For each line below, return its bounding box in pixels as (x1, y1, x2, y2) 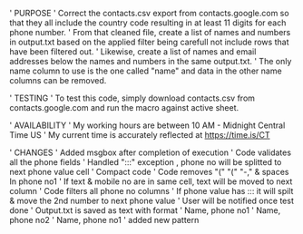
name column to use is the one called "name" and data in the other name (9, 65, 283, 76)
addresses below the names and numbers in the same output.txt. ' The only (9, 56, 292, 66)
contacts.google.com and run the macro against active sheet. (9, 102, 239, 112)
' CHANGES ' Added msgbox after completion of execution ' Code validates (9, 147, 292, 158)
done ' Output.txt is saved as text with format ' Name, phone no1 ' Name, (9, 205, 281, 216)
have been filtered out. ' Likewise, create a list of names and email (9, 46, 257, 57)
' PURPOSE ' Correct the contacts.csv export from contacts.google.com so (9, 8, 289, 18)
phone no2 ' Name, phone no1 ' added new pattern (9, 215, 200, 225)
